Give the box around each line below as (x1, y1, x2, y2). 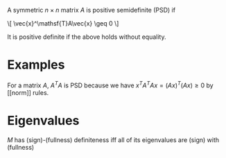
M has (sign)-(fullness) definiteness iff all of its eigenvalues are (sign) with (7, 135, 220, 144)
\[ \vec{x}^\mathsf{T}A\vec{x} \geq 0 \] (7, 19, 119, 27)
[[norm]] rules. (7, 88, 49, 96)
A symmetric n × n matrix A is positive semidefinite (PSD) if (7, 6, 175, 14)
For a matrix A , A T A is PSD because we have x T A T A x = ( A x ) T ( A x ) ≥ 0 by (7, 80, 214, 89)
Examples (7, 57, 65, 73)
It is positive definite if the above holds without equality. (7, 33, 166, 41)
